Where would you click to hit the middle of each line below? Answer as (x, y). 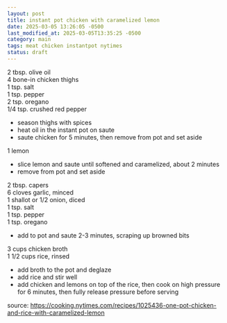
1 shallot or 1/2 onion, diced (46, 199)
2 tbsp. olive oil (29, 72)
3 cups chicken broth (37, 249)
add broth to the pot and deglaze (64, 270)
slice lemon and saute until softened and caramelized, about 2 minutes (118, 164)
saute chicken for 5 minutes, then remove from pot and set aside (110, 137)
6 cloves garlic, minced (41, 192)
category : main (29, 40)
